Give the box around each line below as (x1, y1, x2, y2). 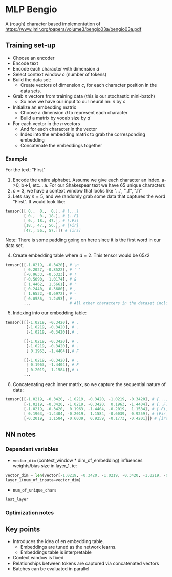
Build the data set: (12, 76, 51, 83)
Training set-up (5, 41, 56, 50)
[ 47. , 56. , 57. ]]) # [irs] (24, 228, 81, 233)
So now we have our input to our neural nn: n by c (20, 98, 126, 104)
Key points (5, 525, 40, 534)
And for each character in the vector (20, 126, 97, 132)
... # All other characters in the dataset (24, 301, 155, 306)
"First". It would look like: (12, 199, 66, 205)
